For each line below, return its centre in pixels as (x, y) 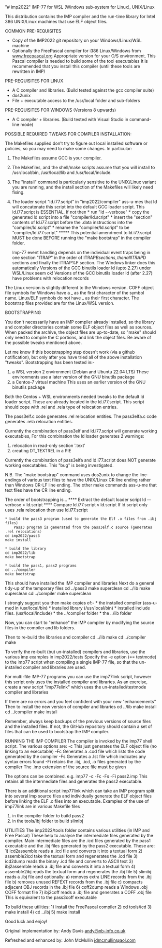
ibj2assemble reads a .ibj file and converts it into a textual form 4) (70, 866)
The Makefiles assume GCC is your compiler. (57, 158)
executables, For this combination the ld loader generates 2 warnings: (74, 436)
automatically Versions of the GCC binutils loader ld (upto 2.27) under (81, 268)
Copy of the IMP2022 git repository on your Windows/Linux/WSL (77, 40)
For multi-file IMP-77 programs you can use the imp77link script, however (78, 677)
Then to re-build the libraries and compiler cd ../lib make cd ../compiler (75, 637)
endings (13, 480)
